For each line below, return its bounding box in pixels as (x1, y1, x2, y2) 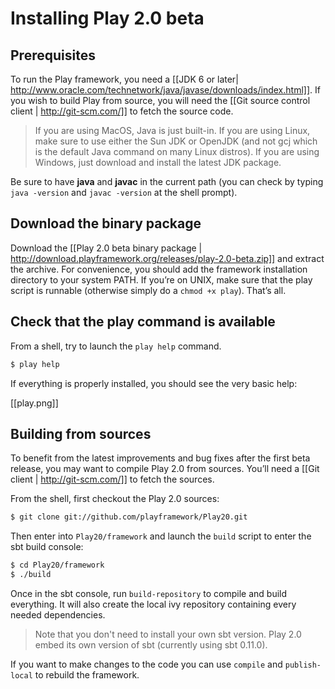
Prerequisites (10, 47, 96, 64)
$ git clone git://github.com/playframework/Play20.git (10, 512, 248, 522)
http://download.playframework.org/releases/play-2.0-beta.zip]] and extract (10, 252, 325, 264)
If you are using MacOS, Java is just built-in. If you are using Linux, (34, 125, 311, 136)
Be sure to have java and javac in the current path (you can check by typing (10, 176, 324, 187)
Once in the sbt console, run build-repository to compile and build (10, 587, 288, 599)
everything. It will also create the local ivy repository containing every (10, 598, 297, 610)
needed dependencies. (10, 608, 106, 621)
